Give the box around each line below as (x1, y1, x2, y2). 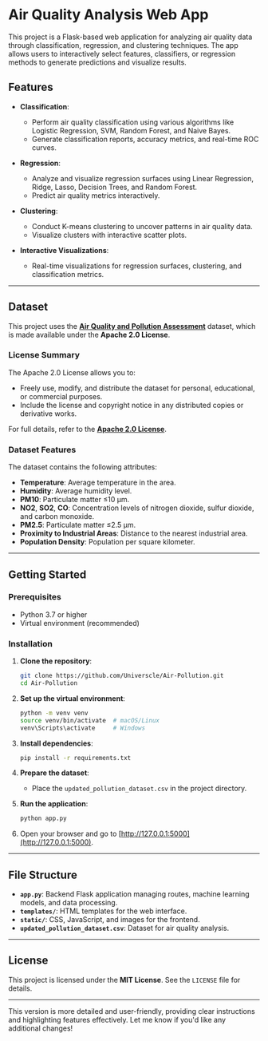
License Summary (8, 350, 81, 361)
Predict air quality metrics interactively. (31, 190, 160, 200)
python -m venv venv (19, 709, 89, 717)
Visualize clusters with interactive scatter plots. (31, 230, 187, 239)
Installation (8, 638, 53, 649)
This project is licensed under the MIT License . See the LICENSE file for (8, 975, 241, 984)
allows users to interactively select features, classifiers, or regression (8, 49, 236, 58)
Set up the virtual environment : (19, 693, 126, 703)
